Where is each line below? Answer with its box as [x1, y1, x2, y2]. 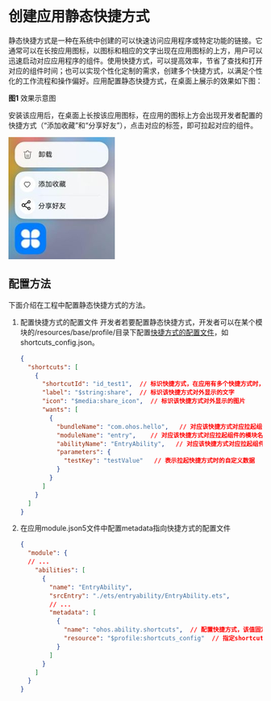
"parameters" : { [56, 448, 111, 456]
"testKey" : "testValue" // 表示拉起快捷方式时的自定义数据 [63, 457, 256, 465]
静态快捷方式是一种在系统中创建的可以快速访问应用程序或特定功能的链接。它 [8, 36, 263, 45]
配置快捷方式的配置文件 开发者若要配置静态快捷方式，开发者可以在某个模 [19, 317, 263, 327]
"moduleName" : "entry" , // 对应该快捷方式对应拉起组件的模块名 [56, 431, 264, 439]
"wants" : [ [41, 405, 79, 413]
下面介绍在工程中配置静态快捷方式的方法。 [8, 300, 150, 309]
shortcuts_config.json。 [19, 337, 99, 347]
